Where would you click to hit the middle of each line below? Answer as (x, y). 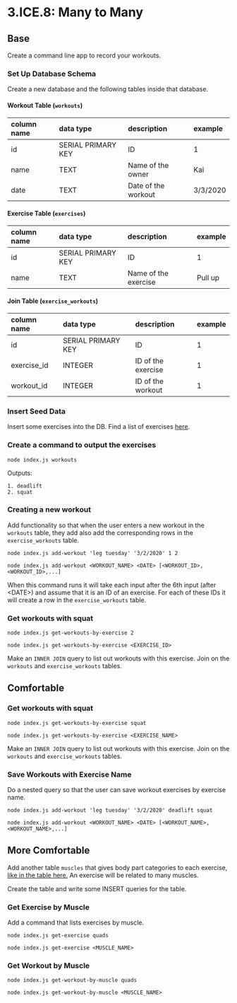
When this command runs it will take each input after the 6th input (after (112, 585)
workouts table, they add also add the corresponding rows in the (101, 532)
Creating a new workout (49, 510)
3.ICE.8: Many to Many (75, 12)
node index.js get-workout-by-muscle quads (72, 980)
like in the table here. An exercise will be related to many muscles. (103, 875)
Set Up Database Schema (52, 74)
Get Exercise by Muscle (48, 907)
